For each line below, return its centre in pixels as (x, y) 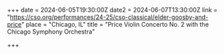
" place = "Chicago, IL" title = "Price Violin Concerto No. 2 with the (115, 24)
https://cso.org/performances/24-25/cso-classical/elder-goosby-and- (109, 17)
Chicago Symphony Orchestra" (51, 31)
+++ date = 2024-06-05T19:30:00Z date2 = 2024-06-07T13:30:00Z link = (112, 10)
